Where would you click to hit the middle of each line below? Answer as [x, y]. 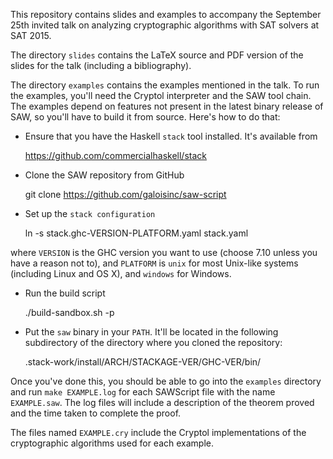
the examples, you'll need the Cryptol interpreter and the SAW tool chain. [161, 95]
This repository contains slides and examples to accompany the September [166, 14]
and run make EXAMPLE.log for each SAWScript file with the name [143, 392]
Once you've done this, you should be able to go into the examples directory [166, 381]
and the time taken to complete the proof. [96, 413]
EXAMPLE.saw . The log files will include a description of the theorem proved [162, 402]
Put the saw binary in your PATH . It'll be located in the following [151, 332]
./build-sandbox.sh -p [69, 312]
